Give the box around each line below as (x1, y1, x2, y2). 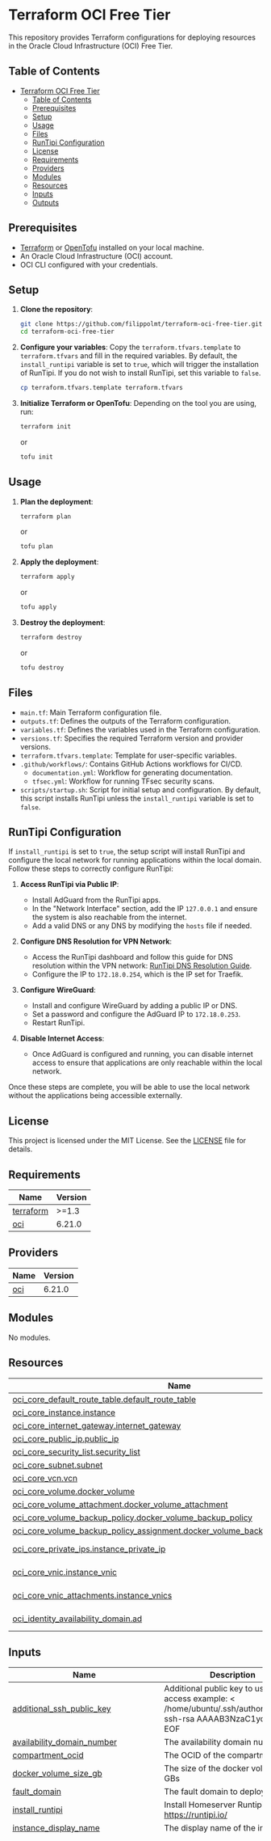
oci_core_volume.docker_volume (12, 1485, 135, 1497)
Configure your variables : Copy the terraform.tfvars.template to (19, 342, 241, 353)
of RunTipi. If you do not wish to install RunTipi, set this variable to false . (19, 368, 261, 378)
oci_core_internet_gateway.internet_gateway (12, 1420, 181, 1431)
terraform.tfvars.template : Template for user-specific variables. (19, 750, 237, 760)
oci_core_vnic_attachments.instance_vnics (12, 1590, 173, 1601)
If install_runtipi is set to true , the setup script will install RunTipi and (8, 847, 246, 856)
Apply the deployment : (19, 557, 99, 567)
